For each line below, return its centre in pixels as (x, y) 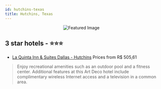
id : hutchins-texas (25, 9)
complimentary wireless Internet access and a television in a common (87, 77)
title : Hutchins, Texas (29, 14)
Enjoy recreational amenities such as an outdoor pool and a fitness (83, 67)
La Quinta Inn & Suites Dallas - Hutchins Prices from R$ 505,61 (74, 57)
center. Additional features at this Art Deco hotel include (73, 72)
